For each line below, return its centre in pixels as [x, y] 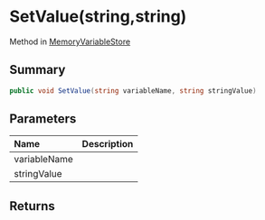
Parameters [43, 119]
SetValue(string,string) [98, 17]
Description [108, 144]
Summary [38, 70]
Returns [33, 206]
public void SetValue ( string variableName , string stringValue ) [133, 91]
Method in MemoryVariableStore [70, 41]
